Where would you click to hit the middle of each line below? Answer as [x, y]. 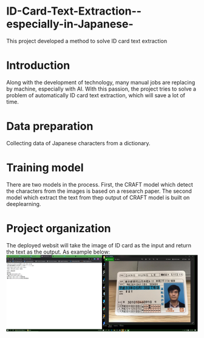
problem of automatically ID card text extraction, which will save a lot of [96, 95]
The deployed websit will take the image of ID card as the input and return [99, 245]
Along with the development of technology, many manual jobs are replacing [101, 82]
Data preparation [50, 126]
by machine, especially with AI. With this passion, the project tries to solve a [101, 89]
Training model [45, 168]
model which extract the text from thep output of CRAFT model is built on [98, 197]
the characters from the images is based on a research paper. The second [99, 191]
